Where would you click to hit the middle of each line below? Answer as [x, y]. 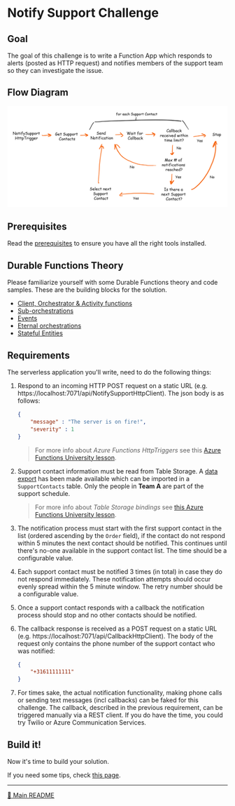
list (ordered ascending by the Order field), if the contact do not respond [121, 535]
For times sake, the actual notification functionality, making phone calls [120, 693]
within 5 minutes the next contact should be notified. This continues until [122, 543]
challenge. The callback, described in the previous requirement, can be [120, 708]
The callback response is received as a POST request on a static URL [117, 629]
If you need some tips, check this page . [64, 775]
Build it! [24, 745]
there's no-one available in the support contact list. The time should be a [122, 550]
